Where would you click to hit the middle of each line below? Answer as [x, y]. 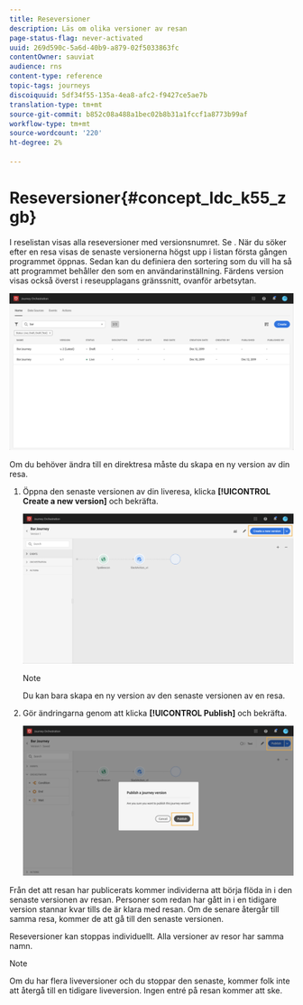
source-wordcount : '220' [56, 134]
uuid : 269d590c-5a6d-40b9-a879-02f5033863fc [94, 48]
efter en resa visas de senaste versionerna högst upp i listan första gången [148, 252]
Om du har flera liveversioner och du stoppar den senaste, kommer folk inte [150, 981]
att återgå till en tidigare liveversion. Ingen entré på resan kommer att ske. [146, 990]
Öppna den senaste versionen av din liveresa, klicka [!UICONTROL [146, 492]
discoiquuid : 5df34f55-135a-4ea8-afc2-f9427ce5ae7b [108, 95]
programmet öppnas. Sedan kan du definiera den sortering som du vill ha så [151, 261]
